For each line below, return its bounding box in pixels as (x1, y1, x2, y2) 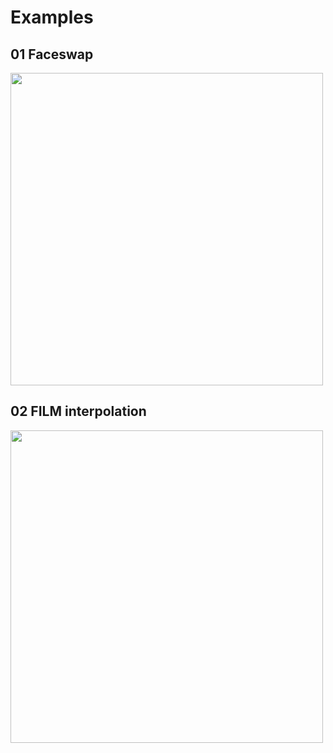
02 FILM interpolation (10, 403, 147, 420)
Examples (10, 6, 94, 29)
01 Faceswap (10, 46, 94, 63)
